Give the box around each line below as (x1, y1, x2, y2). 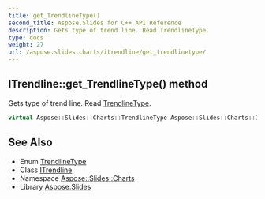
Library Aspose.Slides (19, 182, 91, 191)
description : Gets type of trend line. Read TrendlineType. (8, 26, 211, 34)
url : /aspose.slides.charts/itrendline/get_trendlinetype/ (8, 48, 207, 56)
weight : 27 (8, 41, 44, 49)
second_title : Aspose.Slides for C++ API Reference (8, 19, 181, 27)
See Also (8, 136, 53, 149)
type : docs (8, 33, 44, 42)
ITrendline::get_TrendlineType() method (8, 77, 208, 91)
